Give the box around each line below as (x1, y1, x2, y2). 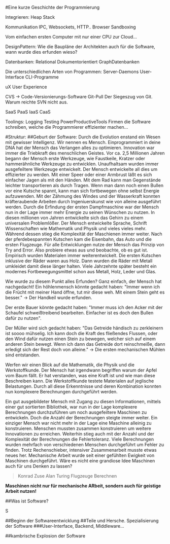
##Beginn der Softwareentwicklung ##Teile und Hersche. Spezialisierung (5, 518, 159, 524)
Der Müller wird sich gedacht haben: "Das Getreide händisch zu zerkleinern (5, 325, 163, 331)
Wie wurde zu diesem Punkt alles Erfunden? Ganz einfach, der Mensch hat (5, 278, 162, 284)
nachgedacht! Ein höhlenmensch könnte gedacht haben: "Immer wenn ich (5, 284, 160, 289)
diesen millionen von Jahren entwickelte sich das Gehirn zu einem (5, 215, 144, 221)
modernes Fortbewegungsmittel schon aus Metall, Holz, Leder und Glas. (5, 269, 156, 274)
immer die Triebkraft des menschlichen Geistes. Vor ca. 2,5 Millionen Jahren (5, 150, 165, 156)
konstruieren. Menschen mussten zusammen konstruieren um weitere (5, 425, 151, 431)
